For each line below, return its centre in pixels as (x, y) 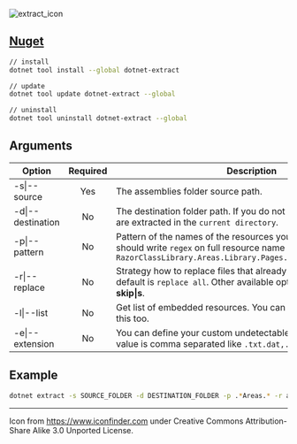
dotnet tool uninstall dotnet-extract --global (99, 119)
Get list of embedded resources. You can (201, 307)
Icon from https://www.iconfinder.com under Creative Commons (126, 421)
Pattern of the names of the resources (195, 236)
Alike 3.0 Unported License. (83, 430)
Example (34, 375)
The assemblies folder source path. (189, 191)
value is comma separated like (179, 343)
